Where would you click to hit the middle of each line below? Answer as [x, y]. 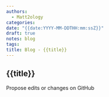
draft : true [21, 34]
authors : [17, 11]
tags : [13, 45]
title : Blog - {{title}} [37, 50]
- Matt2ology [27, 17]
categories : [21, 22]
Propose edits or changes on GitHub [50, 88]
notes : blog [21, 39]
